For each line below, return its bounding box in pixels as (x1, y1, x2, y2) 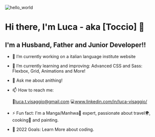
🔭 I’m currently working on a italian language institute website (12, 54, 136, 59)
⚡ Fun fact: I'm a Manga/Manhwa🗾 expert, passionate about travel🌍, (12, 110, 151, 116)
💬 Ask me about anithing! (12, 77, 63, 83)
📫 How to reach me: (12, 87, 54, 93)
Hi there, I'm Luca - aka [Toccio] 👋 (5, 22, 145, 32)
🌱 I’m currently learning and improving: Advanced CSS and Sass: (12, 63, 143, 69)
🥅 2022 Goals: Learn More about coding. (12, 126, 94, 132)
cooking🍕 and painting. (12, 117, 59, 123)
